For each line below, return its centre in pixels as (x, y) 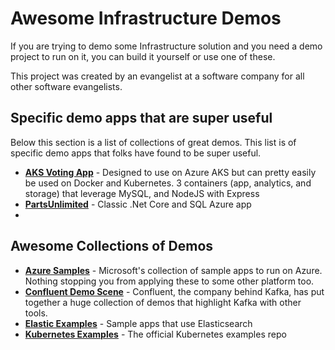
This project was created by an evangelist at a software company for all (157, 76)
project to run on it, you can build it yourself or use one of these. (143, 56)
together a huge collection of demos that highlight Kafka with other (163, 302)
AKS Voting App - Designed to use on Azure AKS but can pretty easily (170, 172)
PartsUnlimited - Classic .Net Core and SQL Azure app (138, 204)
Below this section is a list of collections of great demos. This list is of (153, 142)
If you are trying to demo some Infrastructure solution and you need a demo (166, 46)
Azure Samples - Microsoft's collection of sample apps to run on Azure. (173, 270)
